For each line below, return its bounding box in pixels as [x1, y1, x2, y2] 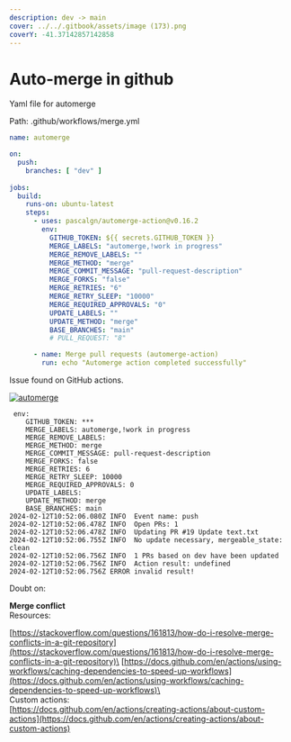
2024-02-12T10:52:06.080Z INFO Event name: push [9, 512, 199, 521]
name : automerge [9, 133, 70, 142]
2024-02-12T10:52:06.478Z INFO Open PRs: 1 [9, 520, 179, 529]
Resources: [9, 610, 51, 621]
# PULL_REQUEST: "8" [48, 334, 127, 343]
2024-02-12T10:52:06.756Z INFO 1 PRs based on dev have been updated [9, 551, 279, 561]
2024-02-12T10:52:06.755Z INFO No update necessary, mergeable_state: [9, 536, 283, 545]
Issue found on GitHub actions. [9, 375, 124, 385]
